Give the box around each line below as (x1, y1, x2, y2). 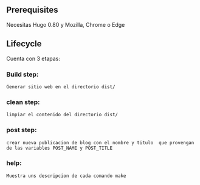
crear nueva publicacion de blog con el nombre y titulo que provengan (6, 139, 195, 145)
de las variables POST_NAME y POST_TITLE (6, 145, 113, 151)
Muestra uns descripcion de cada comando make (6, 173, 126, 179)
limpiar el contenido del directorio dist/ (6, 112, 119, 118)
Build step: (6, 70, 39, 79)
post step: (6, 126, 37, 134)
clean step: (6, 97, 41, 106)
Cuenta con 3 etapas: (6, 55, 61, 62)
